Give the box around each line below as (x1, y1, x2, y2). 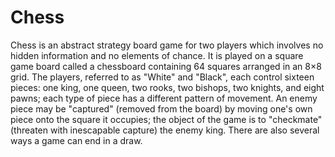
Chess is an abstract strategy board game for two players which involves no (10, 39, 324, 51)
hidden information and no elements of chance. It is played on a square (10, 49, 304, 61)
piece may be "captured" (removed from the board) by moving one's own (10, 102, 313, 115)
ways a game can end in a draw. (10, 134, 143, 146)
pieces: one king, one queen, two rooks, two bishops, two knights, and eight (10, 81, 325, 93)
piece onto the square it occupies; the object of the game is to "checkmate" (10, 113, 323, 125)
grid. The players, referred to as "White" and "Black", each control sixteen (10, 71, 315, 83)
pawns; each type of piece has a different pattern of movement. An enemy (10, 92, 318, 104)
